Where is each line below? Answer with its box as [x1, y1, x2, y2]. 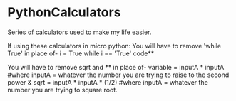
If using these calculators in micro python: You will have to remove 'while [7, 41, 222, 50]
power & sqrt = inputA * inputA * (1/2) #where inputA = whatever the [7, 78, 208, 86]
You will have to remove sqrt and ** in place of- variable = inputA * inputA [7, 63, 225, 71]
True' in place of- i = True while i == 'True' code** [7, 49, 155, 58]
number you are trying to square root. [7, 85, 118, 94]
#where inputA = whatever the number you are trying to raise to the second [7, 70, 230, 79]
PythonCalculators [7, 4, 121, 21]
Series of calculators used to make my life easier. [7, 28, 152, 36]
